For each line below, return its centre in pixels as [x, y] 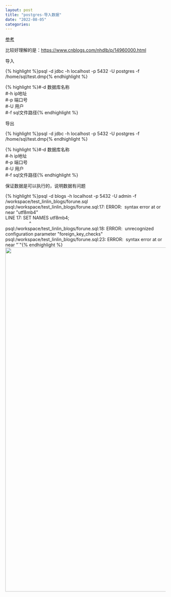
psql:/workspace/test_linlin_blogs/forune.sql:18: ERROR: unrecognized [80, 229]
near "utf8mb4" [22, 213]
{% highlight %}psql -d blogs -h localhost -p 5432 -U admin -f [71, 196]
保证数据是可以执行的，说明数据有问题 [45, 186]
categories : [18, 24]
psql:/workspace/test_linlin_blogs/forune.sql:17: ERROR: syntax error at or [83, 207]
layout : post [19, 10]
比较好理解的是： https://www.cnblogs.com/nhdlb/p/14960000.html [76, 50]
